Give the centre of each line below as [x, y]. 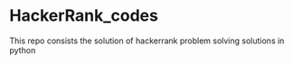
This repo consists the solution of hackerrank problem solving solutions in [147, 41]
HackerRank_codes [84, 16]
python [23, 50]
